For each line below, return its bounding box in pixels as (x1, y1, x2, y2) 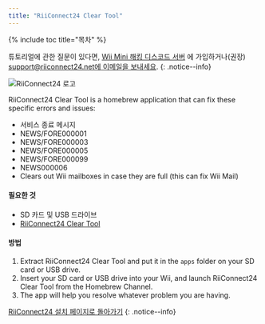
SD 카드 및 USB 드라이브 (19, 210, 97, 219)
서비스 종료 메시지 (19, 119, 76, 129)
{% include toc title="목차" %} (8, 34, 107, 44)
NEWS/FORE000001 (19, 129, 87, 138)
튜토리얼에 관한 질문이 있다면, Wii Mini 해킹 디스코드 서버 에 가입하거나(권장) (8, 51, 246, 61)
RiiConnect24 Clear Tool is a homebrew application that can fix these (8, 94, 236, 104)
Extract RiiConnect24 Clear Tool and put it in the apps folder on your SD (19, 257, 255, 266)
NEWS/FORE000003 (19, 137, 89, 146)
